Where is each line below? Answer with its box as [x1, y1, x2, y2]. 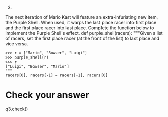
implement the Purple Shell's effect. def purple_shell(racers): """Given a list [5, 30, 163, 36]
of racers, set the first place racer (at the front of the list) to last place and [5, 35, 160, 41]
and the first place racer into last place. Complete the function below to [5, 25, 154, 31]
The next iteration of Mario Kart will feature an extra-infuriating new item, [5, 14, 158, 20]
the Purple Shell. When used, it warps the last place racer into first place [5, 20, 157, 25]
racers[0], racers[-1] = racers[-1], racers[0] [5, 73, 108, 78]
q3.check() [5, 106, 28, 112]
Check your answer [5, 89, 90, 101]
